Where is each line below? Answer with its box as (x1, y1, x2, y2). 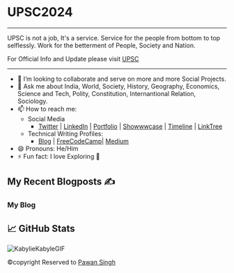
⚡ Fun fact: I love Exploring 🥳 (17, 152, 100, 160)
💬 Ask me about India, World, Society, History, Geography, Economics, (17, 81, 220, 91)
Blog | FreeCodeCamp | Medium (38, 136, 129, 145)
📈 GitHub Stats (7, 222, 75, 234)
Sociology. (17, 97, 48, 105)
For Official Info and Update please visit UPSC (7, 54, 139, 63)
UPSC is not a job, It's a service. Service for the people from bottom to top (7, 33, 221, 42)
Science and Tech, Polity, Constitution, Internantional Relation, (17, 89, 196, 97)
